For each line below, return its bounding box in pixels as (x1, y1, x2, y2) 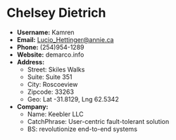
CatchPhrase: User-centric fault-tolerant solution (27, 117, 170, 125)
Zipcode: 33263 (27, 87, 75, 96)
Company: (16, 102, 49, 111)
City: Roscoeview (27, 80, 78, 88)
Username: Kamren (16, 28, 75, 36)
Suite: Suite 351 (27, 72, 73, 81)
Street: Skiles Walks (27, 65, 85, 73)
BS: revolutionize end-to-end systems (27, 125, 138, 133)
